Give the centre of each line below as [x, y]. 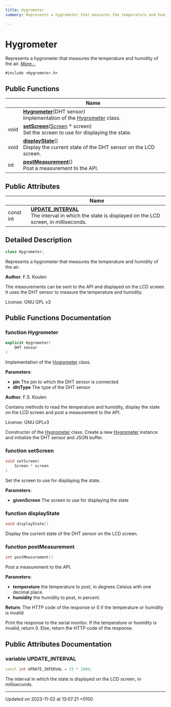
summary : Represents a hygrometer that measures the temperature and [81, 15]
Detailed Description [39, 240]
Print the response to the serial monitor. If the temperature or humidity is [81, 623]
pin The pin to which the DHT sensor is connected [65, 382]
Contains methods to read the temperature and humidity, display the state [83, 407]
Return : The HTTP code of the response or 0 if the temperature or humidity [84, 607]
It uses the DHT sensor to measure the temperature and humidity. [74, 292]
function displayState [33, 513]
